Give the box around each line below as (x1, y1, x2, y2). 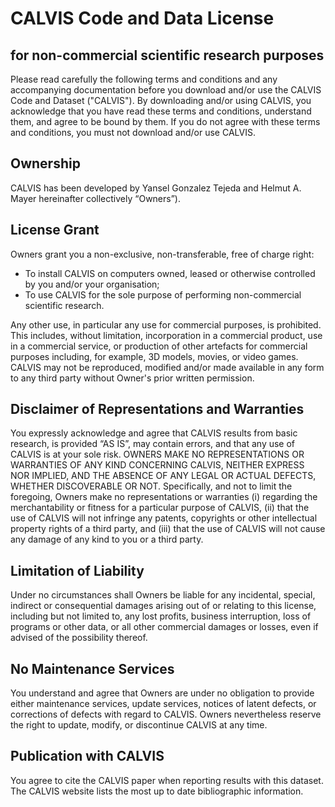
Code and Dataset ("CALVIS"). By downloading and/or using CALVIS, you (10, 95, 312, 106)
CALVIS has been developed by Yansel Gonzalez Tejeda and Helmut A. (10, 182, 302, 194)
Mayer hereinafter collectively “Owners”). (10, 192, 182, 204)
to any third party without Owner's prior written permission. (10, 372, 255, 384)
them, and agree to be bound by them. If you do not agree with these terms (10, 116, 321, 127)
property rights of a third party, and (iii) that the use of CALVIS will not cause (10, 523, 326, 535)
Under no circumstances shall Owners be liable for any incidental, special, (10, 589, 316, 601)
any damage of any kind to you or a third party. (10, 533, 204, 546)
